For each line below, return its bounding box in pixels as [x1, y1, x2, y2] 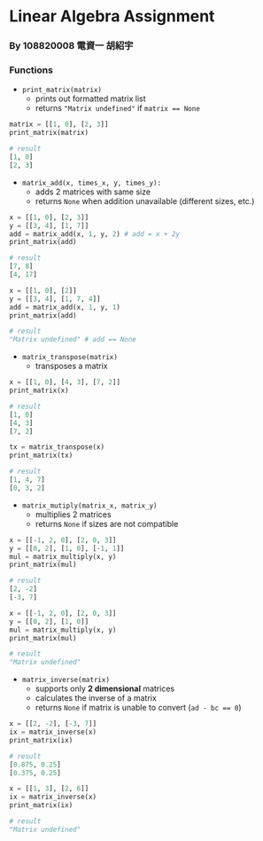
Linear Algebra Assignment [9, 6, 215, 27]
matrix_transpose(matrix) [21, 353, 118, 362]
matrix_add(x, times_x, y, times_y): [21, 178, 162, 187]
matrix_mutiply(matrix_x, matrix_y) [21, 501, 158, 510]
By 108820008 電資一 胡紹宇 [9, 40, 134, 52]
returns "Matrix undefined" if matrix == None [35, 103, 201, 114]
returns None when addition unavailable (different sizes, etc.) [35, 195, 255, 206]
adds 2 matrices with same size [35, 186, 151, 197]
